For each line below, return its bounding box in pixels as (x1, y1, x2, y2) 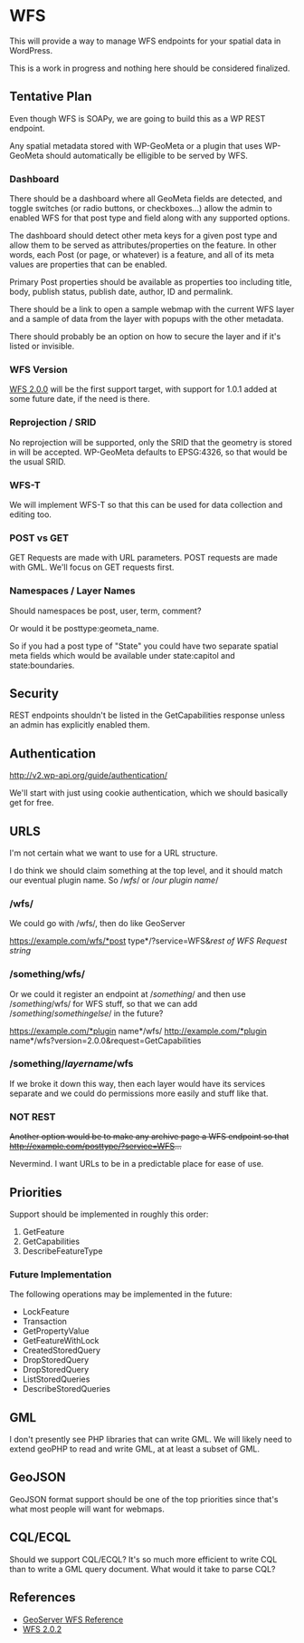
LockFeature (22, 1306, 70, 1317)
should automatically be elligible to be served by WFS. (45, 150, 249, 161)
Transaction (22, 1316, 68, 1327)
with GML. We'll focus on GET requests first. (9, 562, 175, 572)
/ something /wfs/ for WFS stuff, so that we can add (9, 998, 198, 1009)
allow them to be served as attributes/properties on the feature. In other (9, 240, 277, 250)
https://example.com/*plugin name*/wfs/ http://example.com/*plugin (9, 1025, 267, 1036)
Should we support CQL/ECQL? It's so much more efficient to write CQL (9, 1553, 278, 1565)
